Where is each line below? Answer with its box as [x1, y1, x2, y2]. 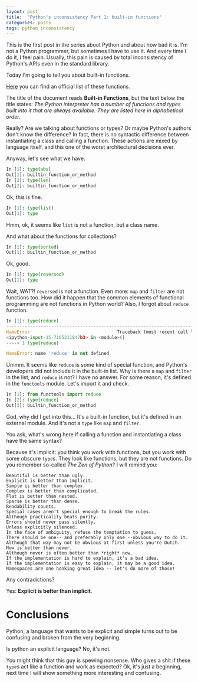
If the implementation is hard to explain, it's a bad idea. [6, 555, 160, 561]
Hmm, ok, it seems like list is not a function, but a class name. [6, 221, 159, 228]
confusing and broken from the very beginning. [6, 634, 121, 641]
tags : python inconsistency [6, 25, 75, 31]
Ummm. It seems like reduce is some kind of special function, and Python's [6, 361, 188, 368]
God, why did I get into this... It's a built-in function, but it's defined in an [6, 413, 181, 420]
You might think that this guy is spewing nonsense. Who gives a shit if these [6, 657, 191, 664]
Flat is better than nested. [6, 493, 78, 499]
